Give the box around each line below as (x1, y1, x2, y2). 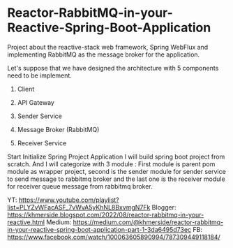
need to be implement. (7, 71, 72, 80)
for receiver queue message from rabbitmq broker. (7, 182, 153, 190)
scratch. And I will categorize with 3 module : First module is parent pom (7, 159, 216, 168)
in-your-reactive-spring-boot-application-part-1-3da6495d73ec (7, 225, 192, 233)
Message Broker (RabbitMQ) (17, 125, 100, 133)
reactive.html (7, 218, 45, 226)
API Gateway (17, 98, 54, 106)
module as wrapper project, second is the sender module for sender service (7, 167, 227, 175)
